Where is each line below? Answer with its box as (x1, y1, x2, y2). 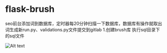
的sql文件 (5, 33, 25, 39)
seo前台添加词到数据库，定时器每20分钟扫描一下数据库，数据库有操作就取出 (5, 20, 163, 26)
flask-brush (5, 3, 55, 15)
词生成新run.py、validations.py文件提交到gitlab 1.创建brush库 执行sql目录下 (5, 26, 161, 33)
